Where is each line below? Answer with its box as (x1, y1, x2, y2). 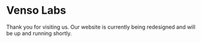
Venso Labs (6, 4, 66, 17)
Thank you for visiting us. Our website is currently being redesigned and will (6, 23, 196, 30)
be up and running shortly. (6, 29, 72, 36)
